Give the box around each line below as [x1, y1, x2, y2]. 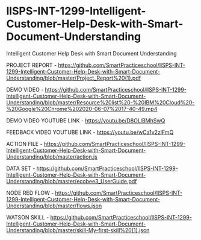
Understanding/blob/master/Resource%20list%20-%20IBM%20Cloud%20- [6, 98, 195, 106]
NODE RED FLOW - [6, 189, 54, 197]
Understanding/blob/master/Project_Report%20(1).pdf [6, 74, 141, 81]
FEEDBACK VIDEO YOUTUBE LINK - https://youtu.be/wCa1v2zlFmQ [6, 128, 174, 136]
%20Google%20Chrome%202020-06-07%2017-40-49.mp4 [6, 105, 158, 112]
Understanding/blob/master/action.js [6, 153, 97, 160]
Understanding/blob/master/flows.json [6, 202, 102, 209]
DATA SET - [6, 165, 36, 172]
